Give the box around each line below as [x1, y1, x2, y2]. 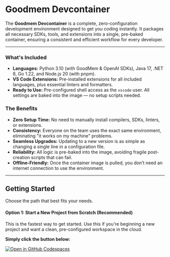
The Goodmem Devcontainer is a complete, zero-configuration [5, 20, 138, 26]
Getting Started [5, 184, 55, 193]
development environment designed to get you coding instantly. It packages [5, 25, 164, 31]
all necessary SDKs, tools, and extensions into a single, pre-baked [5, 31, 143, 37]
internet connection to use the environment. [12, 165, 105, 171]
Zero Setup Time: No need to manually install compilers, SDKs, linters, [12, 117, 160, 123]
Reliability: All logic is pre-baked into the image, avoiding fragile [12, 149, 147, 155]
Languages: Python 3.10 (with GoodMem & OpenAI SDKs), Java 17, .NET [12, 65, 163, 71]
